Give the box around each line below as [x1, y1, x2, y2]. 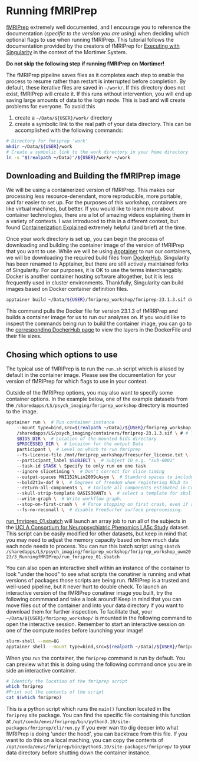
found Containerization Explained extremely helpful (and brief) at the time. [6, 224, 187, 231]
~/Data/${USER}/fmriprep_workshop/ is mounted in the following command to [6, 614, 192, 621]
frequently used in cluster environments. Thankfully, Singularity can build [6, 279, 184, 286]
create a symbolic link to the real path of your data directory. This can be [14, 120, 192, 127]
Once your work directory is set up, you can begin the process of [6, 236, 164, 243]
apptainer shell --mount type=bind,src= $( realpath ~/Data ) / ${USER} [6, 644, 176, 650]
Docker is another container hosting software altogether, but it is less [6, 273, 174, 280]
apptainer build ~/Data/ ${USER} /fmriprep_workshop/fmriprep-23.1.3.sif [6, 297, 186, 303]
